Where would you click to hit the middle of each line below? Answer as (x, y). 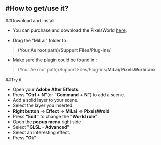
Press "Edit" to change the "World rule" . (56, 116)
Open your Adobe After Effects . (46, 89)
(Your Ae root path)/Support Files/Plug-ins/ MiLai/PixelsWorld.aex (87, 69)
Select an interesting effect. (42, 132)
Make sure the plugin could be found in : (55, 60)
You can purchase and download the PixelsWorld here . (70, 30)
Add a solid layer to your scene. (46, 100)
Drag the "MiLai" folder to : (41, 40)
